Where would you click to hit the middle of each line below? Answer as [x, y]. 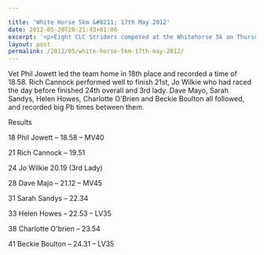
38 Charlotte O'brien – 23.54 [54, 229]
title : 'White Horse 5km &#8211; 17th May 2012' [89, 22]
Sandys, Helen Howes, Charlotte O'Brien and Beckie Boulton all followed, [126, 99]
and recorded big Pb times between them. [76, 107]
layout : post [29, 44]
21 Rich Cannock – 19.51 [47, 153]
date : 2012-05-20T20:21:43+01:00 [63, 29]
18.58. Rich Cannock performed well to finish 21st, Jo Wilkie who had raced [130, 82]
